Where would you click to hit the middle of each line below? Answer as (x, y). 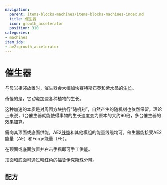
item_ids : (15, 42)
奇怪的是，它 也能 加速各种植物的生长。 (44, 98)
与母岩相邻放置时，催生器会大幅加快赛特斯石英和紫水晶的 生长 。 (71, 88)
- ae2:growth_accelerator (32, 47)
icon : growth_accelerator (37, 24)
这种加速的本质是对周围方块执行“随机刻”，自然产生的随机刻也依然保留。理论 (83, 109)
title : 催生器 (23, 19)
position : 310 (24, 28)
